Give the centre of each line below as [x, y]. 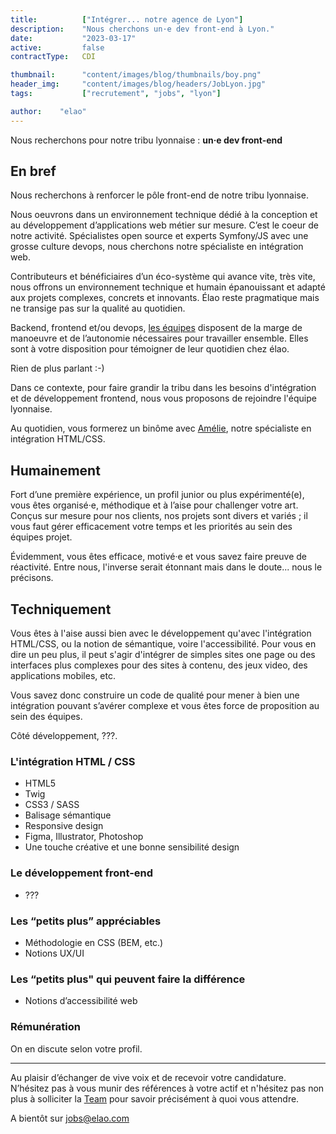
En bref [33, 171]
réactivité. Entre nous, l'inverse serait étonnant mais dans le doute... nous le [166, 567]
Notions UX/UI [54, 953]
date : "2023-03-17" [73, 38]
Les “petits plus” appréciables [86, 921]
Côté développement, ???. [64, 736]
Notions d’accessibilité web [81, 1001]
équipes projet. [41, 537]
